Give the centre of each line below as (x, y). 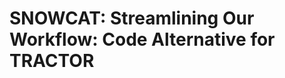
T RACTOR (52, 61)
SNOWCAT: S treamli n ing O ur (132, 18)
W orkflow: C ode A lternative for (142, 39)
